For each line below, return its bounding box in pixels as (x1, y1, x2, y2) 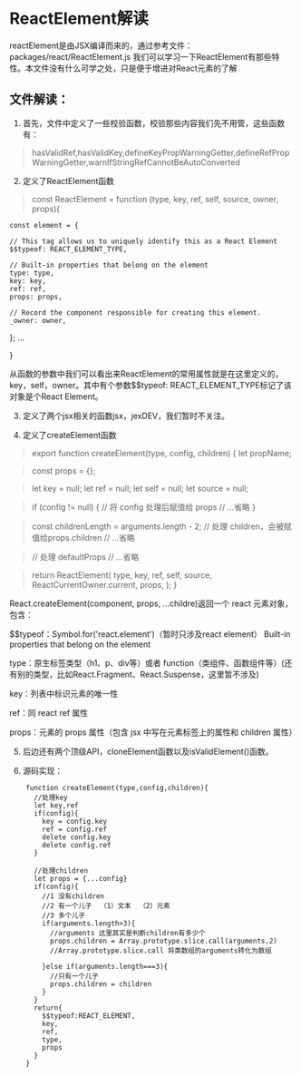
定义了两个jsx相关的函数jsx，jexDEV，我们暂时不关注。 (22, 410, 229, 421)
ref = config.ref (42, 825, 107, 834)
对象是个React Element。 (9, 391, 103, 402)
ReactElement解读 (9, 8, 150, 29)
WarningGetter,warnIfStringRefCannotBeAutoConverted (31, 156, 240, 168)
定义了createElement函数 (22, 429, 117, 440)
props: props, (9, 292, 63, 301)
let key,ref (33, 800, 79, 810)
